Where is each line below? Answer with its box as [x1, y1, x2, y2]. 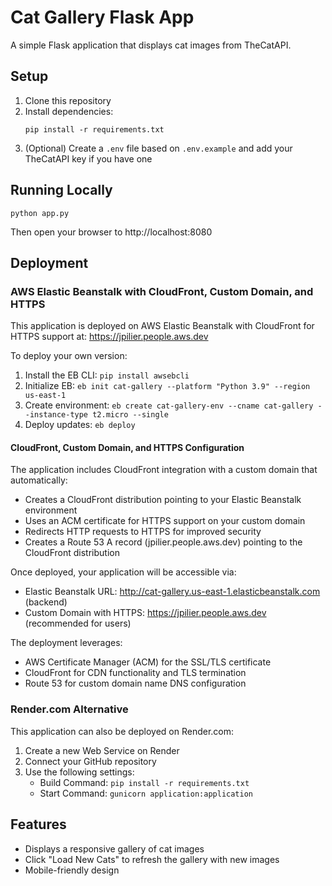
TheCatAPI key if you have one [24, 152, 153, 165]
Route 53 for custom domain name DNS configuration [24, 677, 247, 690]
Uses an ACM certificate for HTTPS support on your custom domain [24, 515, 306, 527]
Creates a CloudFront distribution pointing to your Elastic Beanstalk [24, 494, 302, 506]
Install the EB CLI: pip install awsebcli [24, 369, 190, 381]
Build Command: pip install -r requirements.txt [39, 776, 250, 788]
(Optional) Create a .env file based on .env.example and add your [24, 142, 293, 154]
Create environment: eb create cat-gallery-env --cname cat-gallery [24, 399, 314, 411]
